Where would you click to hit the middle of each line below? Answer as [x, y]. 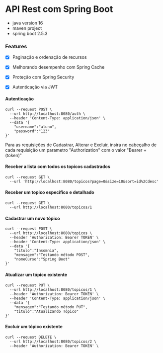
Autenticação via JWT [35, 87]
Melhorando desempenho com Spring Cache [58, 67]
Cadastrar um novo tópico [33, 218]
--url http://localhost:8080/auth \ [47, 114]
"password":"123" [32, 131]
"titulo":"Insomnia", [36, 251]
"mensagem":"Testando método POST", [52, 255]
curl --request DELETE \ [31, 337]
